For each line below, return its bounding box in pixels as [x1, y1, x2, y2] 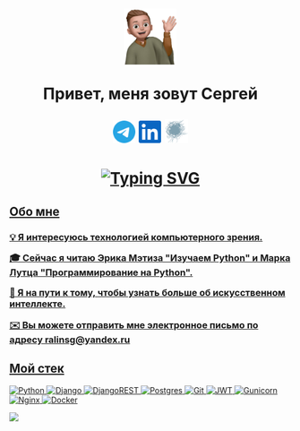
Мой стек [9, 361, 64, 376]
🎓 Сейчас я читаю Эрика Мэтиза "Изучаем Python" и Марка [9, 252, 291, 264]
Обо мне [9, 203, 60, 219]
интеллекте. [9, 297, 66, 310]
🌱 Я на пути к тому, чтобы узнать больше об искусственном [9, 287, 286, 299]
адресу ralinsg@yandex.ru [9, 333, 131, 346]
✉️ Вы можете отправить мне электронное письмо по [9, 318, 259, 331]
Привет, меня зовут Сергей [43, 84, 258, 104]
